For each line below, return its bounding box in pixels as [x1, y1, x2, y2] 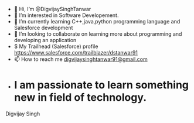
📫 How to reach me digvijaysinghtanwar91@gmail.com [13, 56, 148, 63]
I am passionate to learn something [13, 78, 189, 92]
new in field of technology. [13, 91, 147, 104]
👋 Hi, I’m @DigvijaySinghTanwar [13, 6, 91, 12]
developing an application [13, 37, 77, 43]
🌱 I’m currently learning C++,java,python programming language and [13, 18, 181, 25]
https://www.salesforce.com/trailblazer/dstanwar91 [13, 49, 138, 56]
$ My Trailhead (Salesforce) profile [13, 43, 98, 50]
